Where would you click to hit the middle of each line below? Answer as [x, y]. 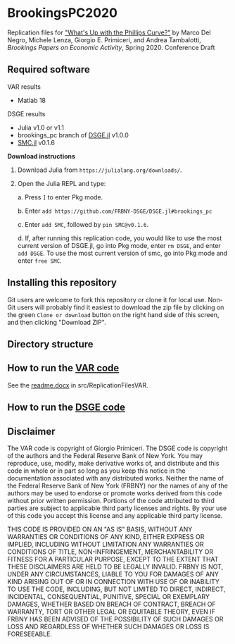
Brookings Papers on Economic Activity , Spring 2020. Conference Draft [111, 47]
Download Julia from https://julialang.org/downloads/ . [100, 170]
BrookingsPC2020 [63, 13]
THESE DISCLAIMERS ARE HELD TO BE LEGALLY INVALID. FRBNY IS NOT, [115, 566]
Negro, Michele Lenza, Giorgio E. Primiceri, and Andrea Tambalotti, [104, 39]
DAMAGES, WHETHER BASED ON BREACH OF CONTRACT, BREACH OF [112, 604]
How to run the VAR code [63, 368]
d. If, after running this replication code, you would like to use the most [120, 238]
